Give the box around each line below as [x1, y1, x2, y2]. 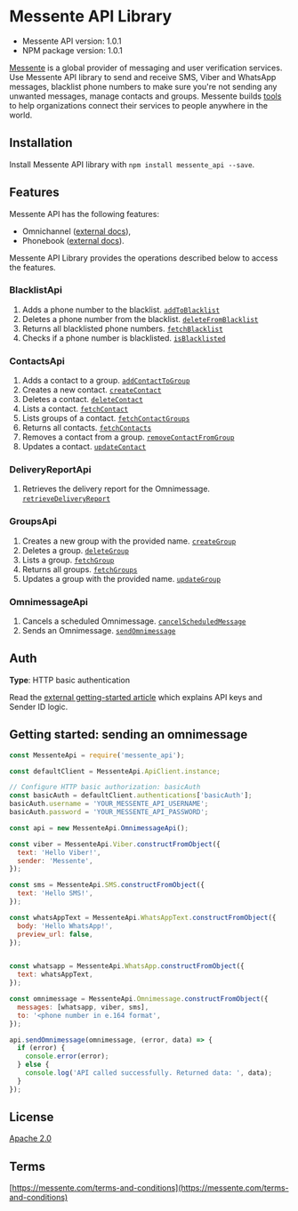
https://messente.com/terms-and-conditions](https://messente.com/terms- [12, 1183, 289, 1193]
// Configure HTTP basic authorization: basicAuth [9, 783, 201, 792]
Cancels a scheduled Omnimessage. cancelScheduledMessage [21, 616, 246, 626]
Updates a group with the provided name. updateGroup [21, 573, 221, 584]
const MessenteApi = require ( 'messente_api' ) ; [9, 750, 185, 760]
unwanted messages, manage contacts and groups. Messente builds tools [9, 91, 282, 101]
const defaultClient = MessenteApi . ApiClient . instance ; [9, 767, 221, 776]
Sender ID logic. [9, 701, 68, 712]
